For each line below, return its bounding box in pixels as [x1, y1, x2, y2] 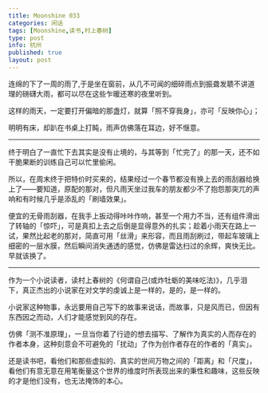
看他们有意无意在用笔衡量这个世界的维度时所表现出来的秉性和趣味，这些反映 [8, 366, 260, 375]
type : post [8, 33, 45, 42]
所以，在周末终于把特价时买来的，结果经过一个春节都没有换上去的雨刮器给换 [8, 174, 260, 183]
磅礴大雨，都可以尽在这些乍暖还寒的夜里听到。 [22, 88, 176, 98]
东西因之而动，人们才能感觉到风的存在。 [8, 312, 141, 321]
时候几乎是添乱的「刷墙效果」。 [29, 194, 131, 203]
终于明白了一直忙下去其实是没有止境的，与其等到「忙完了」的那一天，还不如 [8, 147, 260, 156]
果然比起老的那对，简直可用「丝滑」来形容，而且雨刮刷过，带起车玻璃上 [22, 230, 260, 240]
